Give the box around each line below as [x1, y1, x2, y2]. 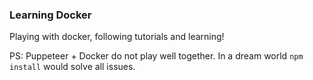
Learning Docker [9, 8, 92, 22]
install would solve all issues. [9, 61, 136, 73]
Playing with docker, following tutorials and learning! [9, 31, 225, 43]
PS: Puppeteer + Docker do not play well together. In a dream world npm [9, 50, 304, 62]
